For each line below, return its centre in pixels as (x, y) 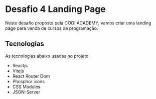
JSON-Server (26, 92)
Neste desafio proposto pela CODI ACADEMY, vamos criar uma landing (78, 23)
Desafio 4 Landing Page (56, 9)
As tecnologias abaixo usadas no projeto (47, 56)
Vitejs (18, 71)
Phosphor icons (28, 81)
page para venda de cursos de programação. (52, 28)
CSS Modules (26, 87)
